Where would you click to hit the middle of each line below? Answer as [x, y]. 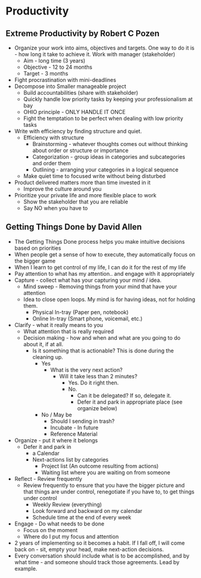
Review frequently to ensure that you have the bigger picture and [104, 485]
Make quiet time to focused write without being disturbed [94, 176]
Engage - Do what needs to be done [59, 524]
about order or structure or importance [80, 150]
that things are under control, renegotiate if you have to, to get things [109, 491]
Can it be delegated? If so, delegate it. [125, 395]
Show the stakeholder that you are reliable [76, 202]
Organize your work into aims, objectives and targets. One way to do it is [104, 48]
